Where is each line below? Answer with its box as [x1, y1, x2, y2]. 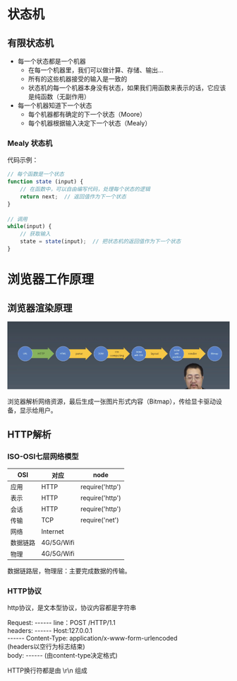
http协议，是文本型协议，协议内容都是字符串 [7, 603, 137, 612]
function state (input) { [7, 178, 83, 185]
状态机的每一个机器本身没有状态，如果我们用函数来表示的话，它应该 [28, 84, 226, 92]
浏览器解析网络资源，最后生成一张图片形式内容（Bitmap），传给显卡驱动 [7, 397, 217, 406]
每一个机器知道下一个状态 [17, 101, 92, 110]
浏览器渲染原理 [7, 302, 73, 314]
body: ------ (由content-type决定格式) [7, 651, 118, 660]
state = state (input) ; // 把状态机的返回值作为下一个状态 [20, 238, 181, 245]
